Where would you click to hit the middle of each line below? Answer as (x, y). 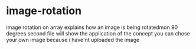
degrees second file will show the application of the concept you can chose (98, 33)
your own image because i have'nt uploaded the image (73, 40)
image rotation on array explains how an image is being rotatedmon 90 (92, 27)
